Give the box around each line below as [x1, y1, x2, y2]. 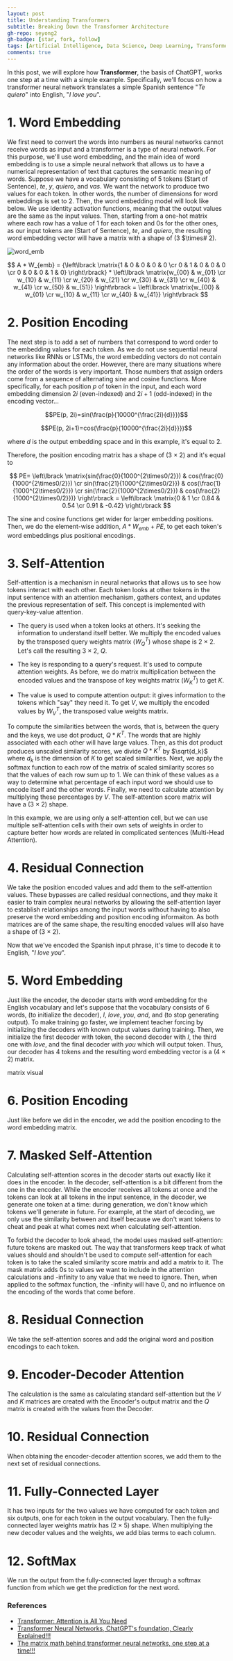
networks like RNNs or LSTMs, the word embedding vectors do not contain [7, 352, 222, 360]
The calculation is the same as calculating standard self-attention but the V [7, 1390, 222, 1398]
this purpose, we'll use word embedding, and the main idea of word [7, 152, 200, 161]
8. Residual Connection [7, 1312, 144, 1328]
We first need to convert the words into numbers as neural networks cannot [7, 137, 224, 146]
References [7, 1601, 47, 1611]
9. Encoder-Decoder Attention [7, 1367, 184, 1382]
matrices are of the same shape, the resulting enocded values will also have [7, 920, 224, 928]
